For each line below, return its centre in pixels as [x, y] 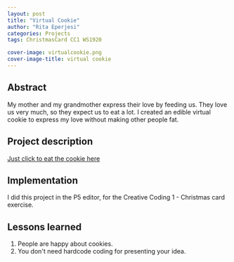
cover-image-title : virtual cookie [59, 59]
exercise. [20, 205]
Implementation [43, 180]
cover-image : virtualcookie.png [54, 53]
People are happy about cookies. [65, 244]
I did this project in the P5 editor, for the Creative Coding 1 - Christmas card [116, 197]
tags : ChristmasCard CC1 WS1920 [54, 40]
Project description [50, 142]
